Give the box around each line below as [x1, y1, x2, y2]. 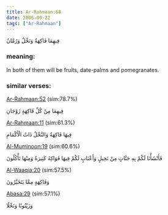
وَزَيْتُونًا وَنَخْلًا [6, 202, 34, 209]
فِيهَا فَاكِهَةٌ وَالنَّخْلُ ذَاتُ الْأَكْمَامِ [6, 131, 72, 138]
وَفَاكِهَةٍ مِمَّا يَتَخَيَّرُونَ [6, 178, 50, 185]
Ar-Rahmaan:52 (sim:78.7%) [6, 95, 78, 103]
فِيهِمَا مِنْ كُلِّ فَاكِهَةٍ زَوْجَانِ [6, 107, 64, 114]
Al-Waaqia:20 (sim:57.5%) [6, 166, 72, 173]
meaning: [6, 53, 35, 61]
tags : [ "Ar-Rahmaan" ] [6, 20, 62, 26]
